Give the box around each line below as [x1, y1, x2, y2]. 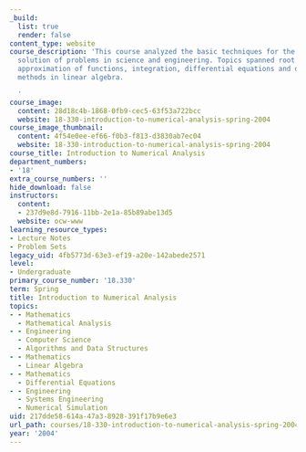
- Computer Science [17, 335, 92, 345]
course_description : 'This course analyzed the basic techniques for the [9, 47, 296, 57]
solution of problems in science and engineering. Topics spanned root [17, 56, 296, 65]
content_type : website [9, 38, 96, 48]
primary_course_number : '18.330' [9, 276, 137, 286]
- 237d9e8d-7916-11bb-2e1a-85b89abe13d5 [17, 208, 173, 217]
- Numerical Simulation [17, 404, 107, 413]
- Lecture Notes [9, 234, 71, 243]
